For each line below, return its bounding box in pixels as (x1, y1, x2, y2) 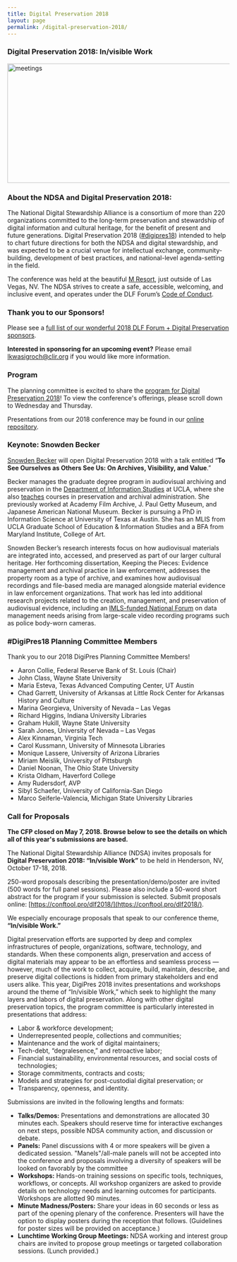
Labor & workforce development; (17, 1024, 114, 1033)
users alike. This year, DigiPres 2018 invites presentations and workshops (7, 980, 221, 989)
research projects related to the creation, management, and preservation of (7, 596, 226, 605)
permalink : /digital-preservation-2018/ (7, 23, 128, 30)
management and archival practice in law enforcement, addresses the (7, 566, 210, 574)
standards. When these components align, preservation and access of (7, 950, 212, 959)
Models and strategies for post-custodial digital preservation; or (17, 1077, 203, 1085)
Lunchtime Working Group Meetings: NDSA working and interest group (17, 1232, 228, 1240)
